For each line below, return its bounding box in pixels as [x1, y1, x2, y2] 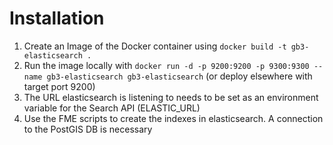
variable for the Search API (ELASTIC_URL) [23, 102, 201, 114]
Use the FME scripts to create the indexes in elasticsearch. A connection [23, 112, 324, 124]
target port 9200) [23, 80, 96, 92]
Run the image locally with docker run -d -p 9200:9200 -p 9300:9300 [23, 59, 310, 71]
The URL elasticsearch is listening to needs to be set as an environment [23, 91, 319, 103]
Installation [9, 7, 105, 30]
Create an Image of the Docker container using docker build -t [23, 40, 287, 52]
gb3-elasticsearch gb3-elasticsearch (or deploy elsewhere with [46, 70, 313, 82]
